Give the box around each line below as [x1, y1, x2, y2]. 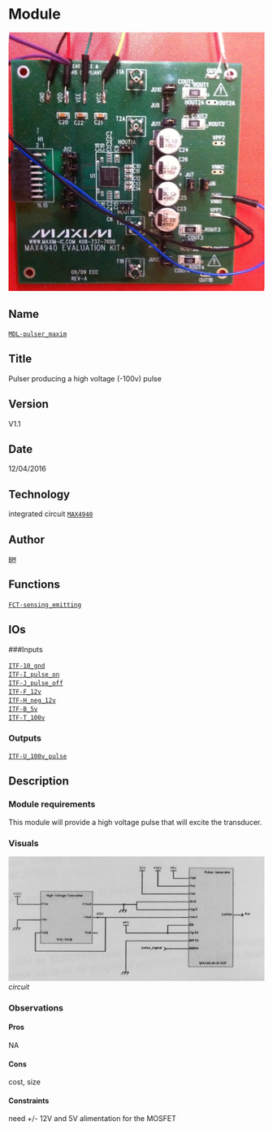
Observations [8, 1002, 63, 1013]
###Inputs [8, 644, 43, 654]
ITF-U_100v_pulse [8, 752, 67, 760]
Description [8, 774, 69, 789]
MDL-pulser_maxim [8, 330, 67, 338]
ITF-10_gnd [8, 662, 45, 670]
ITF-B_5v [8, 705, 38, 713]
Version [8, 398, 49, 411]
